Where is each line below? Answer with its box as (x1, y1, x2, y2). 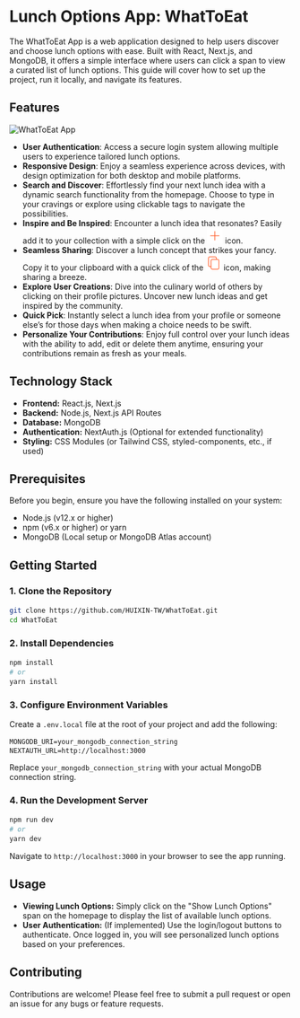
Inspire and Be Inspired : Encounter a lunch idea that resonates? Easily (21, 217, 282, 228)
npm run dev (9, 815, 54, 825)
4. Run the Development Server (9, 794, 149, 806)
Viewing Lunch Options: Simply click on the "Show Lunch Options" (21, 900, 272, 911)
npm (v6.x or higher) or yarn (21, 522, 127, 533)
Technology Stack (9, 374, 113, 390)
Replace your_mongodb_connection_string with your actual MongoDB (9, 762, 262, 773)
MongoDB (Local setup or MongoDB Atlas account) (21, 531, 212, 542)
